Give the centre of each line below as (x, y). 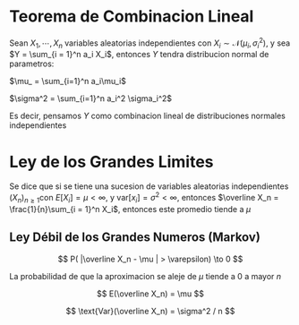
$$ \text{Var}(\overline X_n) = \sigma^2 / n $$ (150, 311)
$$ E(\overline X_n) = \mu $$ (150, 294)
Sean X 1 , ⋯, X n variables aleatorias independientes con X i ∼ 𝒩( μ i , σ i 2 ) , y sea (150, 43)
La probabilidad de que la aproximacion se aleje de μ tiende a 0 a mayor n (145, 276)
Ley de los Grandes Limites (111, 162)
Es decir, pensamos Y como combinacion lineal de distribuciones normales (148, 116)
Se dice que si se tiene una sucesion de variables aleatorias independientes (149, 186)
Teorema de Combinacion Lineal (132, 17)
